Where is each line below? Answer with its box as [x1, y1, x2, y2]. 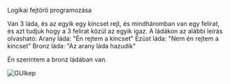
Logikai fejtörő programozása [7, 6, 92, 14]
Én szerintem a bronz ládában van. [7, 55, 107, 64]
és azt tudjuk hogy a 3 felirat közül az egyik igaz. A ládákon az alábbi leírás [7, 27, 223, 35]
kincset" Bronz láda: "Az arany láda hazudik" [7, 42, 136, 50]
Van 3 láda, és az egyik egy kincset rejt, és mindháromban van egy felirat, [7, 20, 220, 27]
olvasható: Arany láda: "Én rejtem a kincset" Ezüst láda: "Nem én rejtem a [7, 34, 219, 43]
